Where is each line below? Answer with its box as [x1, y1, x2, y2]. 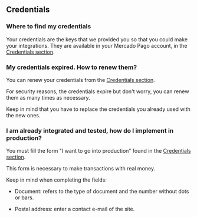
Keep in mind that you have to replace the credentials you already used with [6, 106, 191, 113]
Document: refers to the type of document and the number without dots [14, 188, 189, 195]
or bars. [14, 194, 34, 201]
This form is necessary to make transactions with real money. [6, 165, 155, 172]
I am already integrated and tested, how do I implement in [6, 126, 174, 134]
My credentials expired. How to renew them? [6, 63, 137, 71]
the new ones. [6, 111, 41, 119]
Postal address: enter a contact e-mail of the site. [14, 206, 135, 213]
